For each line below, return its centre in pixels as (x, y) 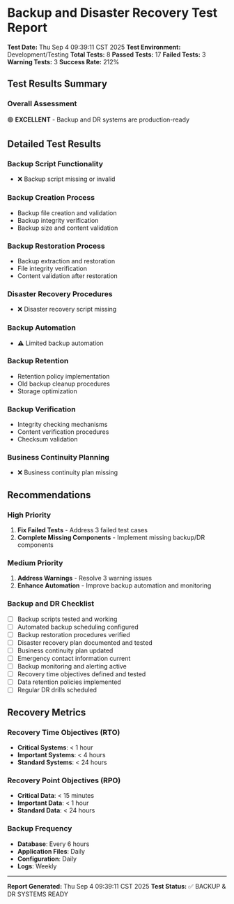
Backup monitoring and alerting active (72, 666)
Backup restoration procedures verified (73, 634)
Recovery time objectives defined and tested (81, 674)
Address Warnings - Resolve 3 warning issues (84, 578)
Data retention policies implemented (69, 682)
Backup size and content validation (68, 228)
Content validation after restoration (68, 276)
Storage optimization (47, 391)
